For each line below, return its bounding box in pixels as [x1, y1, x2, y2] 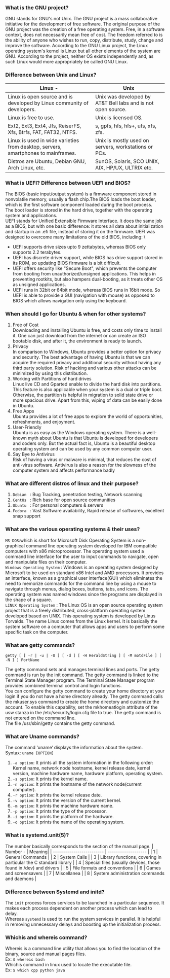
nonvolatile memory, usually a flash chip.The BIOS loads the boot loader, [5, 196, 156, 202]
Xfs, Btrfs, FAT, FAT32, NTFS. [8, 128, 77, 135]
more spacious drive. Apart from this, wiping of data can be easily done [12, 397, 162, 403]
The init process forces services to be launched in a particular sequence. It [5, 899, 164, 905]
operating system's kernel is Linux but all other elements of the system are [5, 48, 161, 54]
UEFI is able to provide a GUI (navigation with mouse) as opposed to [12, 292, 155, 298]
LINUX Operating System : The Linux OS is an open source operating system [5, 602, 163, 608]
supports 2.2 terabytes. [12, 249, 62, 255]
